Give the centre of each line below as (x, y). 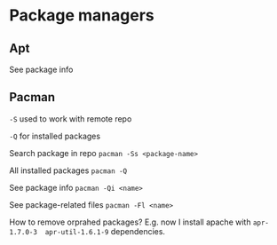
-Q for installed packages (55, 136)
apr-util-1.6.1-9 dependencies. (105, 231)
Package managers (82, 16)
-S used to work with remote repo (71, 119)
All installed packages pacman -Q (68, 170)
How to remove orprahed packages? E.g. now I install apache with (130, 222)
